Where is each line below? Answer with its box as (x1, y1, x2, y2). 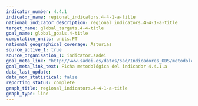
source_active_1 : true (6, 47, 62, 53)
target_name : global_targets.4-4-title (6, 25, 104, 31)
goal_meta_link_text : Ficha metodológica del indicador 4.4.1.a (6, 63, 167, 69)
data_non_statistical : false (6, 74, 78, 80)
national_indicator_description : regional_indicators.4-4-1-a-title (6, 19, 178, 25)
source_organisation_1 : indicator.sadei (6, 52, 107, 58)
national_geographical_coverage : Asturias (6, 42, 112, 48)
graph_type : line (6, 91, 49, 97)
